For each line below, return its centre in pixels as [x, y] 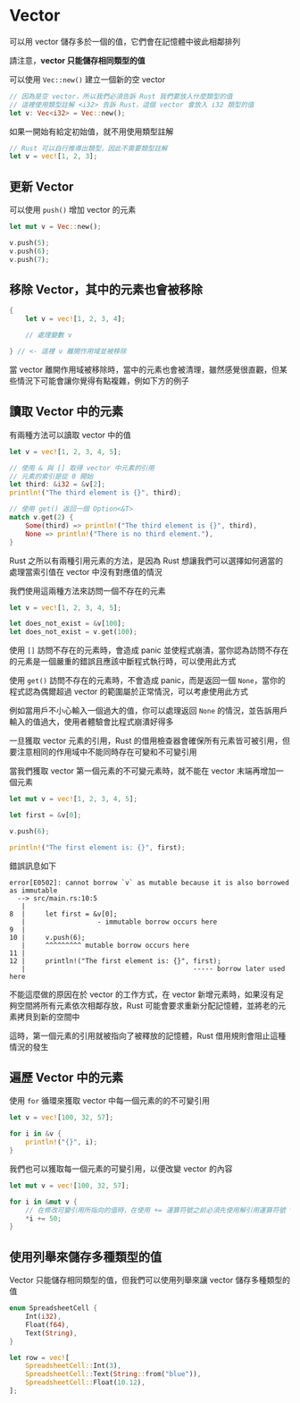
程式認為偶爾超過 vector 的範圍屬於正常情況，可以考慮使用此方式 [129, 692]
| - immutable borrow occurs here [119, 922]
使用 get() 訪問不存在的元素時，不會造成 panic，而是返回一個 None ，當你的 [147, 680]
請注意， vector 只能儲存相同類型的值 [77, 60]
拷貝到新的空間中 [48, 1017]
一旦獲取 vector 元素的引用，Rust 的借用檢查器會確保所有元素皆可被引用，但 [150, 741]
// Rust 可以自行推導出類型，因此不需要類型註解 [88, 148]
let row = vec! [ [39, 1357]
